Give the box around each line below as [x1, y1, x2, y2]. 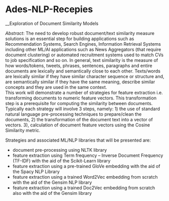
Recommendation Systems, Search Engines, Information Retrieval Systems [5, 41, 161, 47]
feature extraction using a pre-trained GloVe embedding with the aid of [12, 163, 160, 169]
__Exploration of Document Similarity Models [5, 20, 99, 26]
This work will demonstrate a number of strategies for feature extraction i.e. [5, 89, 163, 95]
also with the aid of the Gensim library [12, 190, 92, 196]
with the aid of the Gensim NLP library [12, 179, 92, 185]
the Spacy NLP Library [12, 169, 60, 175]
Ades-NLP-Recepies [5, 4, 93, 15]
